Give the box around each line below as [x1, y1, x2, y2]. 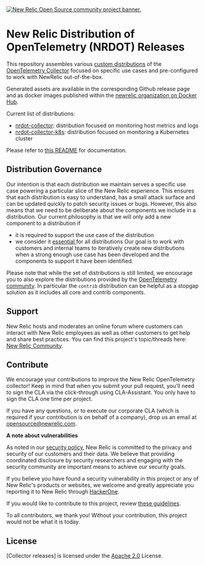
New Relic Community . [6, 342, 63, 349]
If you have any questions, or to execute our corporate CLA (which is [6, 407, 179, 415]
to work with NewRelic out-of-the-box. [6, 73, 104, 81]
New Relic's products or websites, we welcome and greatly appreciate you [6, 481, 194, 489]
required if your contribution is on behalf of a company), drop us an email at [6, 414, 197, 421]
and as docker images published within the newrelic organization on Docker [6, 92, 197, 99]
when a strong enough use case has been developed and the [15, 250, 170, 258]
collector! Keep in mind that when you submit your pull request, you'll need [6, 382, 195, 390]
